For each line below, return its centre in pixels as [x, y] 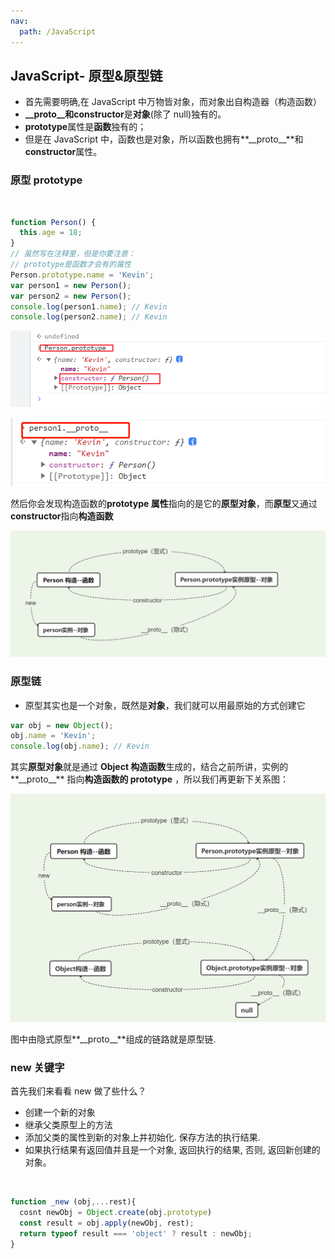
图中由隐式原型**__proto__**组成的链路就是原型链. [113, 1039]
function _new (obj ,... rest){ [73, 1202]
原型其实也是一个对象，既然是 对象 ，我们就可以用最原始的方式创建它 [165, 705]
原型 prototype [46, 180]
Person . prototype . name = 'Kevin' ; [82, 275]
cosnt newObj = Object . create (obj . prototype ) [116, 1213]
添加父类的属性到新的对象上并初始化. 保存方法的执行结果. [142, 1137]
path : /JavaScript [58, 31]
